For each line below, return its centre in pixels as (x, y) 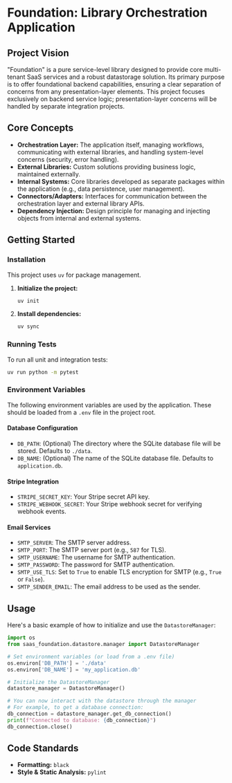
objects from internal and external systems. (79, 218)
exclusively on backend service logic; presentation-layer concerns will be (112, 99)
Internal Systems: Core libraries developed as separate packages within (121, 181)
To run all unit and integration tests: (58, 359)
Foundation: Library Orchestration (107, 13)
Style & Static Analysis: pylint (62, 772)
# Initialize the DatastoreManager (59, 682)
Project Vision (38, 53)
